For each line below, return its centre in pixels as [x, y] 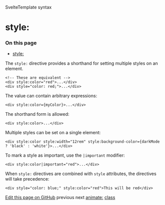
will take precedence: [27, 179]
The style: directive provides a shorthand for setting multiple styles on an [82, 63]
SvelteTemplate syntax [28, 7]
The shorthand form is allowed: [37, 114]
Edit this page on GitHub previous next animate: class [60, 198]
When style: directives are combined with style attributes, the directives [81, 174]
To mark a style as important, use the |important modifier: [65, 155]
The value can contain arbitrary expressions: [51, 96]
